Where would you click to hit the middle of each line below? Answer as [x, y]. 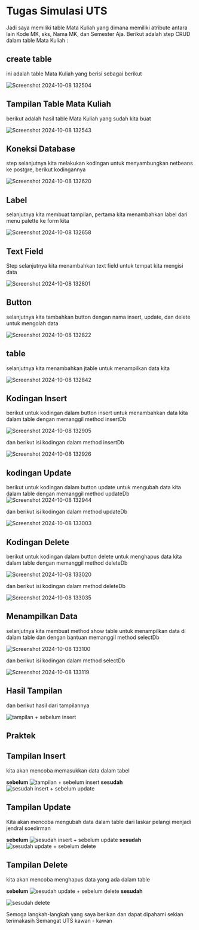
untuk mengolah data [32, 323]
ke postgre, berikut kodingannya [46, 169]
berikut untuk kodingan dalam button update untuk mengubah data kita [94, 487]
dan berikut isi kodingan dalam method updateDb [67, 512]
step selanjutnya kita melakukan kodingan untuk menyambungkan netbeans [99, 163]
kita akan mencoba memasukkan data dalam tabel [68, 770]
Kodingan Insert [37, 399]
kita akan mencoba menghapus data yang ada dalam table [78, 879]
